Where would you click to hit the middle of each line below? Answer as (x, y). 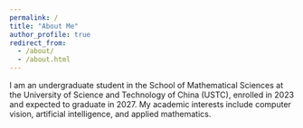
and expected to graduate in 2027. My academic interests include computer (151, 104)
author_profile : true (50, 34)
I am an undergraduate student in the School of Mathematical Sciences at (147, 85)
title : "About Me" (44, 26)
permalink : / (34, 18)
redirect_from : (38, 43)
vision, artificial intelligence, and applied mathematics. (110, 114)
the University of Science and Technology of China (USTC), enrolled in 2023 (152, 95)
